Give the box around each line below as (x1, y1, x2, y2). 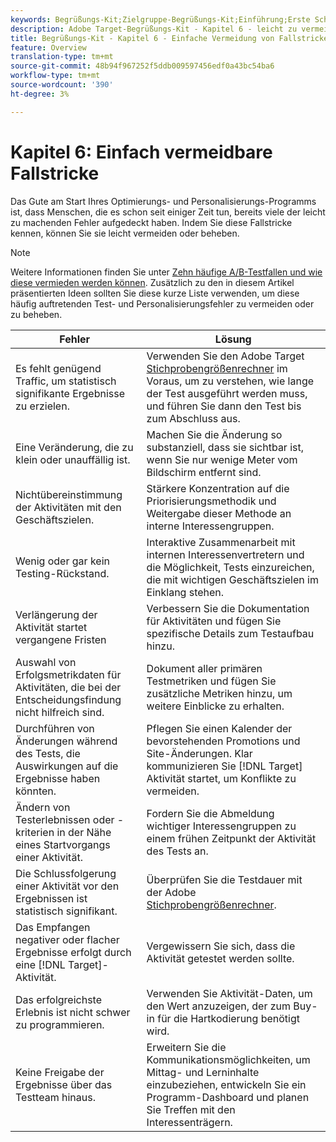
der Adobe (146, 885, 197, 899)
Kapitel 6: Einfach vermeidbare (10, 141, 273, 163)
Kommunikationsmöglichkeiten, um (146, 1052, 311, 1066)
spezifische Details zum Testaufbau (146, 626, 315, 640)
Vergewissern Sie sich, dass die (146, 939, 296, 953)
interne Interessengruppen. (146, 519, 275, 533)
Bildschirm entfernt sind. (146, 465, 262, 479)
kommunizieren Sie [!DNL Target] (146, 759, 303, 773)
